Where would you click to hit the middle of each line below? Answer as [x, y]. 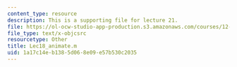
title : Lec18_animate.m [42, 46]
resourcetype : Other [38, 40]
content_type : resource [42, 14]
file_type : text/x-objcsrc [47, 33]
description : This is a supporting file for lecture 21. [93, 20]
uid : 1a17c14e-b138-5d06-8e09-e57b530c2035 [72, 53]
